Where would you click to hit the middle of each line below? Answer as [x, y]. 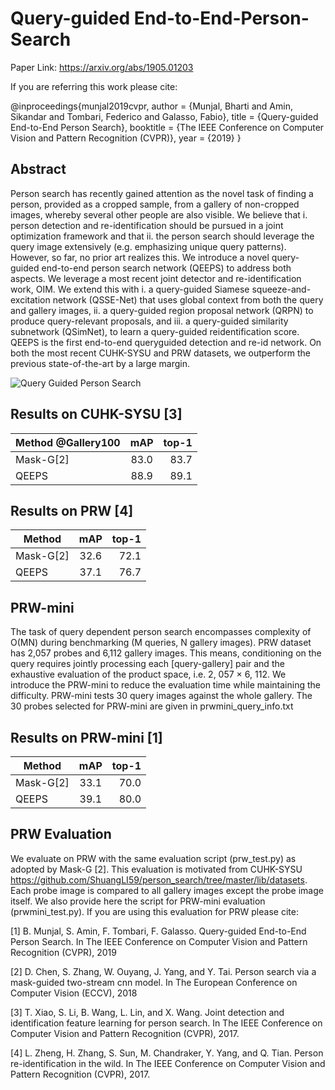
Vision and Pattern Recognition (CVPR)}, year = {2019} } [126, 138]
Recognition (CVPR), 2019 [63, 952]
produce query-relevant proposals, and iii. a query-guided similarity [149, 321]
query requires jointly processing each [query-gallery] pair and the [147, 664]
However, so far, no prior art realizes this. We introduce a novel [140, 257]
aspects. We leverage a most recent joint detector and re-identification [156, 278]
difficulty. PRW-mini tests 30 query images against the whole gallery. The [161, 696]
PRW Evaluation [61, 834]
